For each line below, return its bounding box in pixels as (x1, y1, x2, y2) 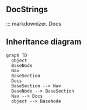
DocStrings (6, 5, 48, 15)
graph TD (6, 52, 27, 58)
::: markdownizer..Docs (6, 20, 61, 27)
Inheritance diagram (6, 37, 82, 47)
